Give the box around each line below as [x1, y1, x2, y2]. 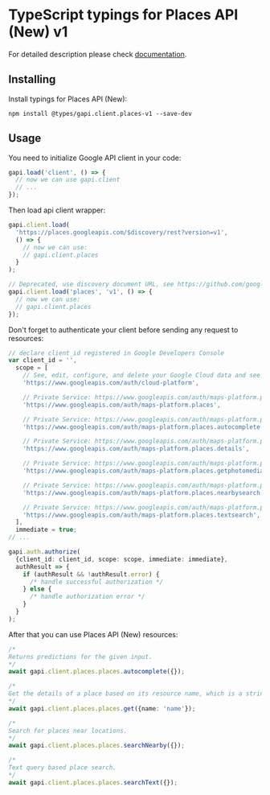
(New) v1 [8, 23, 68, 41]
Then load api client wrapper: [8, 205, 106, 215]
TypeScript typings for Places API [8, 6, 239, 24]
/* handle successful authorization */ [29, 578, 163, 586]
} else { [22, 585, 52, 593]
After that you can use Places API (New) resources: [8, 629, 178, 639]
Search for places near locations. [8, 727, 128, 735]
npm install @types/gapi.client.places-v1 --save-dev [8, 109, 193, 117]
